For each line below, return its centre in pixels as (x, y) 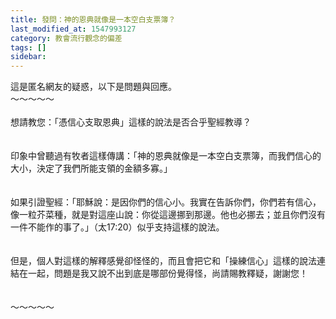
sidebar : (28, 57)
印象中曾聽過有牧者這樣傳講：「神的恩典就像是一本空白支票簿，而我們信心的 (166, 156)
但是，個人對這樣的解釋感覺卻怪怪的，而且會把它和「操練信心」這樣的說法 (163, 261)
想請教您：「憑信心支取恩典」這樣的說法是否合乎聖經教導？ (131, 122)
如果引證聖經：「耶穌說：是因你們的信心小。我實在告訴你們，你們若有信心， (166, 202)
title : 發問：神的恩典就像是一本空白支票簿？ (93, 19)
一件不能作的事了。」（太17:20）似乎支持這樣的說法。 (117, 227)
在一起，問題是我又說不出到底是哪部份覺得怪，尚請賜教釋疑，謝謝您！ (163, 273)
